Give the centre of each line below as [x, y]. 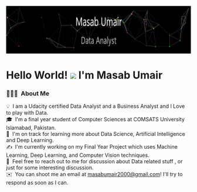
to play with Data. [27, 113]
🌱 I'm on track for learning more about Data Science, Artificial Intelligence [96, 134]
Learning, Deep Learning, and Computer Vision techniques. [78, 155]
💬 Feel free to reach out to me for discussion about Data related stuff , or [94, 162]
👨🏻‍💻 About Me [28, 94]
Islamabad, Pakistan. [31, 128]
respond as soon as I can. [37, 183]
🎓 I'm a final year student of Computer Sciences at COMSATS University [95, 119]
